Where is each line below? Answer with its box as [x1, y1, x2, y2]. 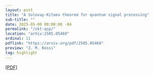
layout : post [5, 7, 33, 13]
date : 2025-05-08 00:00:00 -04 [5, 21, 72, 27]
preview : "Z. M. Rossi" [5, 45, 56, 51]
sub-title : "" [5, 17, 36, 22]
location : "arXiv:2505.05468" [5, 31, 70, 36]
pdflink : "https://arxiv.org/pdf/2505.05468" [5, 41, 104, 46]
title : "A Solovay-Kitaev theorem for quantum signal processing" [5, 12, 149, 17]
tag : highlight [5, 50, 38, 55]
